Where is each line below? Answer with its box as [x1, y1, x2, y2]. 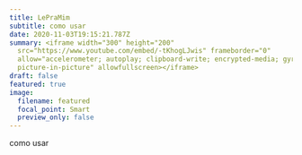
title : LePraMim [9, 13, 70, 22]
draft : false [9, 72, 58, 81]
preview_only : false [17, 113, 94, 122]
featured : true [9, 80, 67, 89]
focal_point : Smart [17, 105, 91, 114]
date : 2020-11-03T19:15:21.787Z [9, 30, 130, 39]
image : [9, 88, 34, 97]
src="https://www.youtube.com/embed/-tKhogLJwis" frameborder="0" [17, 47, 271, 56]
